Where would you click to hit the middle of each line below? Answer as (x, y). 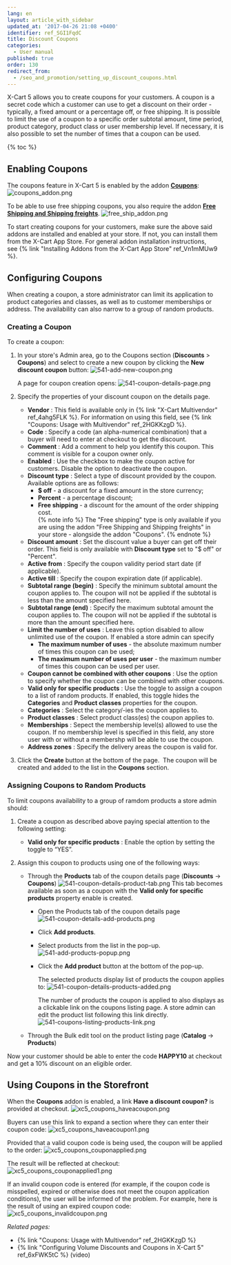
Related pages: (29, 1227)
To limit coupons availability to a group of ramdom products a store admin (112, 800)
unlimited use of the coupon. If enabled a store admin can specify (121, 637)
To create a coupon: (36, 342)
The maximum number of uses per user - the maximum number (130, 659)
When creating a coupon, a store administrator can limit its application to (110, 294)
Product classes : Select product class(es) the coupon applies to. (121, 718)
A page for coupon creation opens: (67, 383)
